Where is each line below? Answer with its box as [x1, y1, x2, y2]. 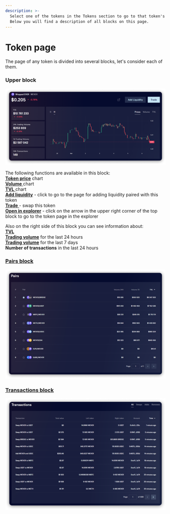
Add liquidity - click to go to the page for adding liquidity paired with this [5, 192, 159, 198]
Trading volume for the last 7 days [5, 240, 78, 246]
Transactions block [5, 387, 54, 394]
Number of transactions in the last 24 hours [5, 245, 99, 251]
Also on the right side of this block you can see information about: [5, 223, 144, 229]
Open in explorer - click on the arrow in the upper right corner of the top [5, 208, 158, 214]
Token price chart [5, 175, 43, 182]
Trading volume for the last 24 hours [5, 234, 83, 240]
